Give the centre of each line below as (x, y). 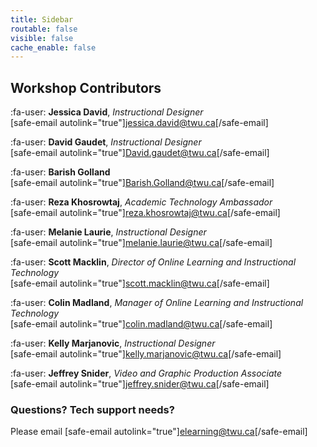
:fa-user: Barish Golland (60, 172)
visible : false (42, 38)
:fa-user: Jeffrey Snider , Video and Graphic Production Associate (146, 373)
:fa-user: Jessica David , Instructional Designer (107, 112)
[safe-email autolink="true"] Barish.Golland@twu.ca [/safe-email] (142, 183)
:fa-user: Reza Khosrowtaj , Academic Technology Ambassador (141, 202)
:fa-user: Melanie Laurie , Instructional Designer (108, 232)
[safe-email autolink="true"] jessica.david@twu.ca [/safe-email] (139, 123)
